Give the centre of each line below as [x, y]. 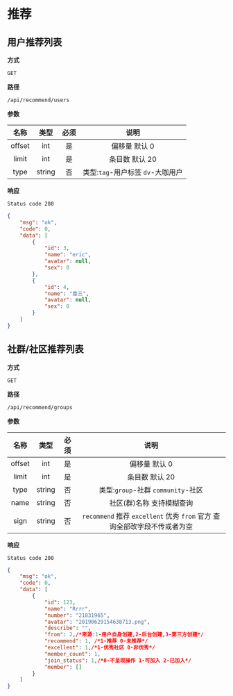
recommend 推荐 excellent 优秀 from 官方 [147, 516]
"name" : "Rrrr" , [68, 608]
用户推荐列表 [35, 42]
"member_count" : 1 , [72, 654]
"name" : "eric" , [68, 255]
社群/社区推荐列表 [46, 349]
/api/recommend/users [38, 100]
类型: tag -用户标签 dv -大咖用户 [133, 172]
